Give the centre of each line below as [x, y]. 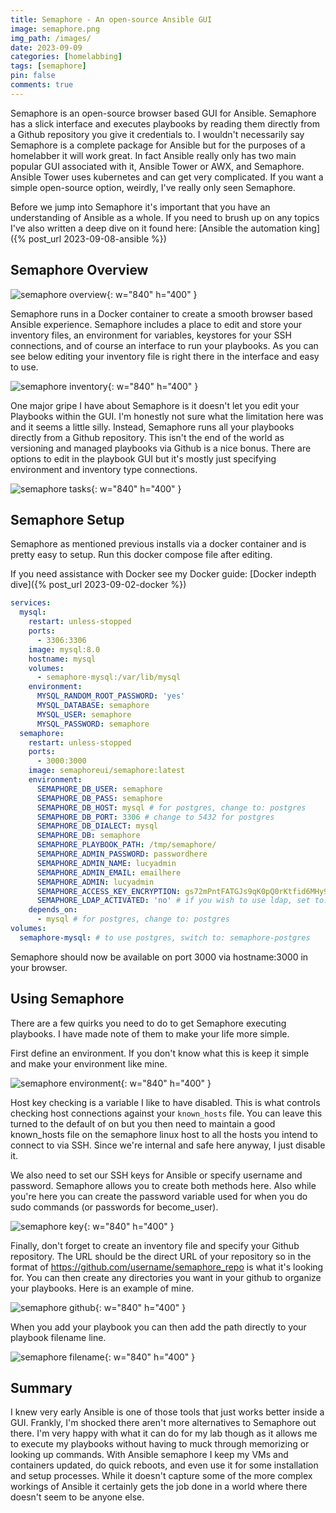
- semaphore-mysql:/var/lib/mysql [109, 677]
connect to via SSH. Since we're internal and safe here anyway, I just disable [168, 1145]
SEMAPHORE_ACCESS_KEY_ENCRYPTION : [109, 891]
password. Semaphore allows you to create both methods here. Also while [163, 1185]
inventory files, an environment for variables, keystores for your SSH [151, 335]
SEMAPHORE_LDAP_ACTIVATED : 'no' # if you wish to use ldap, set [173, 901]
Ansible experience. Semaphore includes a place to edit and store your [156, 324]
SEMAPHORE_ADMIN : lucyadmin [95, 882]
